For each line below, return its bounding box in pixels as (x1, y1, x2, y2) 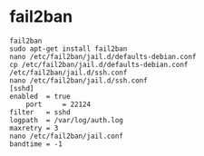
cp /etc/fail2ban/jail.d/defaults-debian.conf (9, 60, 189, 69)
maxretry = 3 (9, 123, 59, 132)
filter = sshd (9, 107, 71, 117)
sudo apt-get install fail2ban (9, 44, 128, 54)
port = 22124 (25, 100, 92, 109)
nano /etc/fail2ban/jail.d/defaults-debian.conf (9, 52, 197, 61)
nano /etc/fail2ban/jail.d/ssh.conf (9, 75, 148, 85)
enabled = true (9, 92, 71, 101)
